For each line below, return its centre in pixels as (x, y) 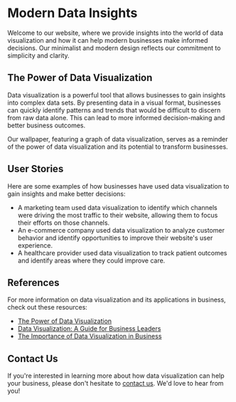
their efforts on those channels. (64, 223)
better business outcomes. (47, 125)
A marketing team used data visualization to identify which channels (118, 207)
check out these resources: (47, 307)
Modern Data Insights (73, 13)
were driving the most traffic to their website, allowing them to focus (118, 215)
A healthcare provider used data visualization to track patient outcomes (122, 253)
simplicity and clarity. (38, 55)
